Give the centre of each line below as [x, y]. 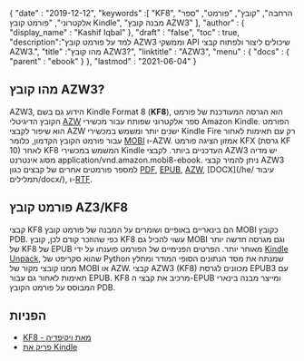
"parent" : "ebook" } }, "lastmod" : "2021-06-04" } [103, 61]
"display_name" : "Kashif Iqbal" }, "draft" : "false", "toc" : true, [125, 32]
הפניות [28, 316]
